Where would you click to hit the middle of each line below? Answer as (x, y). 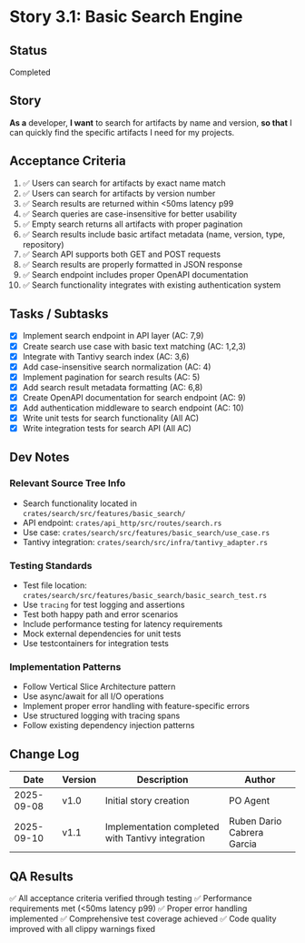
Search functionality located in (80, 503)
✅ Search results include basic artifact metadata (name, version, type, (154, 234)
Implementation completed (162, 827)
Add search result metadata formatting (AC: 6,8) (113, 387)
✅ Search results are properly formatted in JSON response (133, 264)
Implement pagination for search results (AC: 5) (111, 377)
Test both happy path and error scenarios (100, 614)
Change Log (44, 754)
